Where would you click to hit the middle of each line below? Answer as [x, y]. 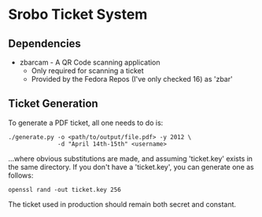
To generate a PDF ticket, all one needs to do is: [86, 123]
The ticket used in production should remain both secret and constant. [122, 204]
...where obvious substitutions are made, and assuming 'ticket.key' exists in [131, 158]
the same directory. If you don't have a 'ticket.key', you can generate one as [131, 167]
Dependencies [44, 44]
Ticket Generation [53, 104]
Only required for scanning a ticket [87, 71]
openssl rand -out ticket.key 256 [65, 189]
